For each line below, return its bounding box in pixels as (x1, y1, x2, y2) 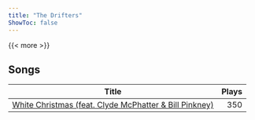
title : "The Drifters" (8, 11, 83, 20)
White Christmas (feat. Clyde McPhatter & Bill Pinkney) (12, 100, 214, 111)
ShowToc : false (8, 19, 58, 27)
